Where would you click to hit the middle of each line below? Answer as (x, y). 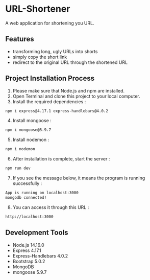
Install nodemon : (31, 140)
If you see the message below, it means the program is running (79, 178)
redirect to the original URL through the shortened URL (70, 62)
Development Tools (37, 233)
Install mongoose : (32, 121)
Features (20, 39)
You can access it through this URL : (51, 207)
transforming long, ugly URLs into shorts (55, 51)
